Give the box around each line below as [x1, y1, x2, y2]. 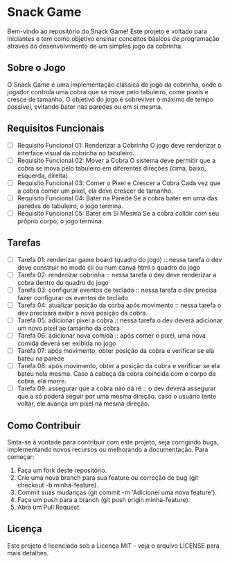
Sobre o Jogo [7, 62, 66, 73]
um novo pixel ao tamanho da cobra [17, 324, 120, 332]
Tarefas [7, 237, 42, 249]
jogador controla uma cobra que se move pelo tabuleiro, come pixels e [7, 87, 209, 96]
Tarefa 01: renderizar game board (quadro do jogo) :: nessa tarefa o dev [17, 255, 222, 263]
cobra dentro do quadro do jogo [17, 278, 109, 286]
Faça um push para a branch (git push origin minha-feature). [17, 496, 191, 504]
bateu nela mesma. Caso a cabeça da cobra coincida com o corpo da [17, 370, 216, 378]
